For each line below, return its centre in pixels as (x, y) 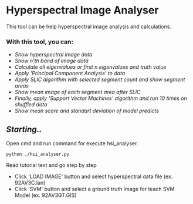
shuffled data (31, 105)
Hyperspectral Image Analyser (82, 10)
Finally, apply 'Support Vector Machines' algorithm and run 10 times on (101, 98)
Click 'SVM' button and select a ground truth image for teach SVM (94, 189)
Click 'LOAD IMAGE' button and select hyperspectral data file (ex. (94, 176)
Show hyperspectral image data (53, 55)
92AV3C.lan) (30, 183)
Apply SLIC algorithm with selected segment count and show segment (100, 79)
